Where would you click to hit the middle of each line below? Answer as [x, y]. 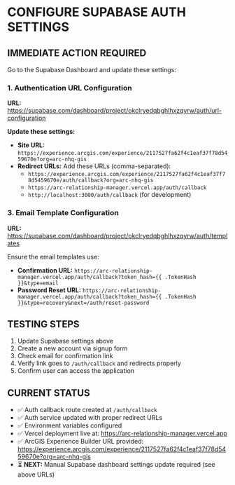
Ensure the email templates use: [53, 257]
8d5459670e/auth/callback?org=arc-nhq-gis [91, 180]
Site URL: [31, 145]
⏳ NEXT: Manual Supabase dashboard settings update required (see [116, 465]
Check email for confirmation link [65, 356]
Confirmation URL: [45, 270]
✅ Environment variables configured [70, 425]
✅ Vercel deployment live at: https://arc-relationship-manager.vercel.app [122, 433]
